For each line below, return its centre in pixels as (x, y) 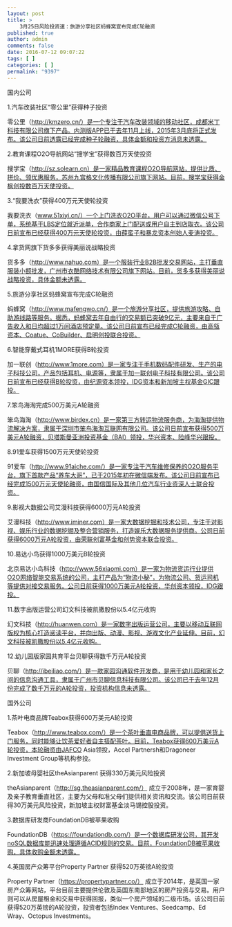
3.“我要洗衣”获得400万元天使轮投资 (58, 200)
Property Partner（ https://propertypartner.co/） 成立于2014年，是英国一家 (113, 881)
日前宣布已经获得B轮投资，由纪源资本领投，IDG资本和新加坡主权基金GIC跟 (113, 381)
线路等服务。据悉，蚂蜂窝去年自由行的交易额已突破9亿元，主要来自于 (118, 317)
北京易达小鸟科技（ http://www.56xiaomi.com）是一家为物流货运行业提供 (110, 568)
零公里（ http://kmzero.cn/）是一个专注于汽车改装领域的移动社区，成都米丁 (114, 121)
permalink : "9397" (33, 71)
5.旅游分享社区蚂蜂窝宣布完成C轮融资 (60, 294)
